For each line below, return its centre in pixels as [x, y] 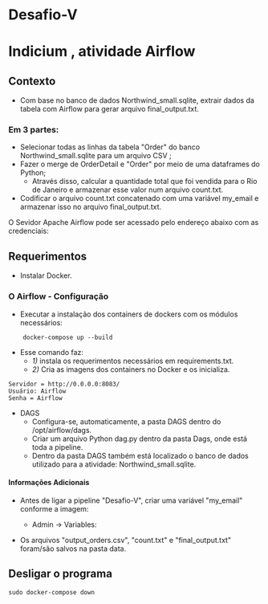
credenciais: [29, 231]
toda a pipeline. [57, 447]
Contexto [32, 81]
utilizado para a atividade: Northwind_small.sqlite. [114, 464]
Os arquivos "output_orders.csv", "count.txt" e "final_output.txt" [125, 540]
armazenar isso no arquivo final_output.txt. [91, 207]
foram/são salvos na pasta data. [73, 549]
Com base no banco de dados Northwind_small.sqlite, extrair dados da [137, 100]
